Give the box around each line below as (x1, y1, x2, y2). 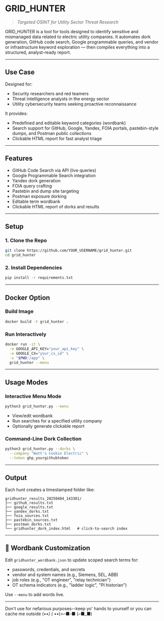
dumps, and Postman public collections (12, 130, 92, 136)
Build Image (5, 308, 34, 315)
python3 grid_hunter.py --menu (5, 404, 69, 409)
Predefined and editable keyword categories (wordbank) (12, 120, 126, 126)
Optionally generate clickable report (12, 423, 84, 429)
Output (5, 474, 27, 482)
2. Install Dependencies (5, 264, 62, 271)
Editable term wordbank (12, 199, 61, 204)
